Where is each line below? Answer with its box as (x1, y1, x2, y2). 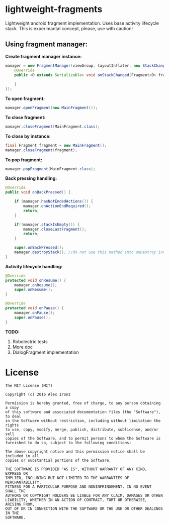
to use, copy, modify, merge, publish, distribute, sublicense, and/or (5, 427, 158, 433)
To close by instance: (5, 133, 51, 139)
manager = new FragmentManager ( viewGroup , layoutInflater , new (5, 63, 141, 68)
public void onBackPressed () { (5, 190, 71, 195)
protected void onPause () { (5, 305, 64, 310)
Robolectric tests (12, 338, 48, 345)
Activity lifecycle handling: (5, 263, 63, 269)
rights (5, 423, 19, 428)
